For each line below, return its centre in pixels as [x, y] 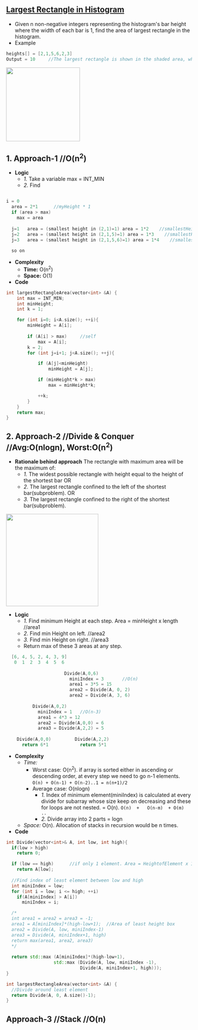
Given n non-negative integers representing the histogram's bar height [100, 24]
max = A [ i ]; [52, 342]
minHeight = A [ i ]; [50, 325]
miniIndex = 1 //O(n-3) [69, 712]
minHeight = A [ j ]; [71, 369]
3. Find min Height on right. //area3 [66, 640]
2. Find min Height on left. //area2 [64, 634]
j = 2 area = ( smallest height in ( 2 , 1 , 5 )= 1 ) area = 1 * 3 [83, 234]
